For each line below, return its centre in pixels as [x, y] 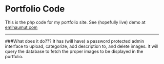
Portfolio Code [35, 9]
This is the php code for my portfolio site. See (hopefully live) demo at [75, 22]
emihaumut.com [21, 27]
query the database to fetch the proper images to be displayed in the [74, 51]
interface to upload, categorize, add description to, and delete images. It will [82, 46]
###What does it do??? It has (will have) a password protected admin [75, 41]
